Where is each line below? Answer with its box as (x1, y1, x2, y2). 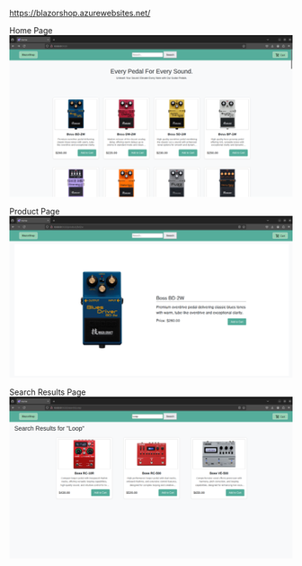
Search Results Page (9, 387, 86, 397)
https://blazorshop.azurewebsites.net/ (9, 8, 151, 18)
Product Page (9, 205, 60, 216)
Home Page (9, 25, 53, 35)
